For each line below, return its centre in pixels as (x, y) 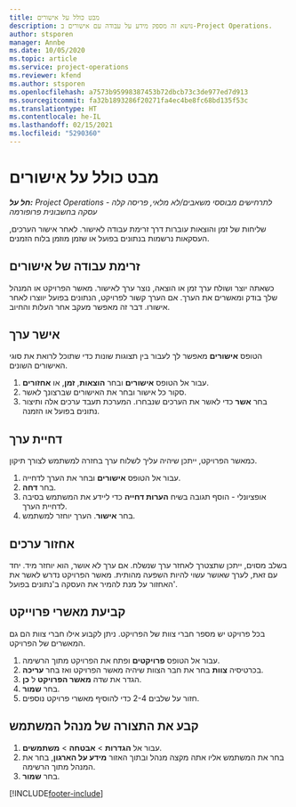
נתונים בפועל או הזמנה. (61, 412)
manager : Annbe (37, 42)
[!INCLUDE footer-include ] (56, 793)
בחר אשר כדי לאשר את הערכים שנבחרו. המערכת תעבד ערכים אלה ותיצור (145, 402)
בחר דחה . (39, 487)
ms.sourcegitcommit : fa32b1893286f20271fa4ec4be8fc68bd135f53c (129, 100)
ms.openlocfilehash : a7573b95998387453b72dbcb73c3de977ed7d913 (129, 92)
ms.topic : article (43, 59)
